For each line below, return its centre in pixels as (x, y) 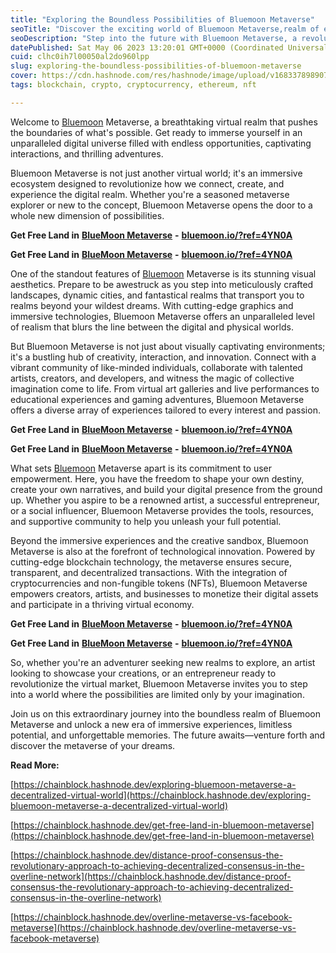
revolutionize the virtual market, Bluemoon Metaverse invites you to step (159, 683)
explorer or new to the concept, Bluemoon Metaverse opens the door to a (161, 205)
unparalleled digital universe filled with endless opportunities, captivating (161, 143)
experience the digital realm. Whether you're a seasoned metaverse (150, 194)
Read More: (35, 765)
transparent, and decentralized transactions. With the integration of (149, 572)
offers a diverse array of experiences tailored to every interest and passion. (165, 410)
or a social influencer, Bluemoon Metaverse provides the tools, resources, (162, 510)
